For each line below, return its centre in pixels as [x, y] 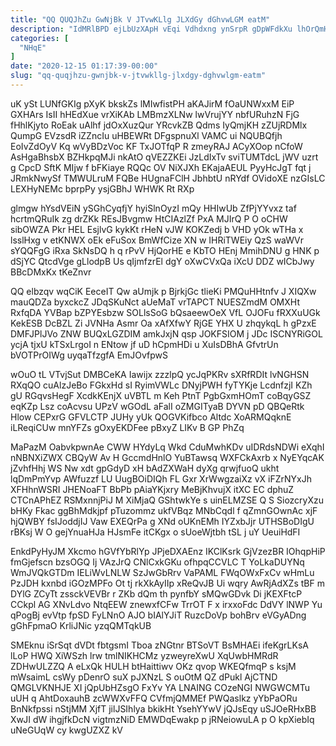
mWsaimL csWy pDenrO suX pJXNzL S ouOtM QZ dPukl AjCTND [144, 677]
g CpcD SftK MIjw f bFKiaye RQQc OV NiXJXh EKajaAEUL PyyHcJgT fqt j [161, 167]
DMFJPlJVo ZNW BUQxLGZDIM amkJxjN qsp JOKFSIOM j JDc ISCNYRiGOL [166, 333]
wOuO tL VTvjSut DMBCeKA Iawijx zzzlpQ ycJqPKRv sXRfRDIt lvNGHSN [160, 374]
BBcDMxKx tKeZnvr [51, 272]
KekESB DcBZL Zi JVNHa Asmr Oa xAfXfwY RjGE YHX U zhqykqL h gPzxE [163, 323]
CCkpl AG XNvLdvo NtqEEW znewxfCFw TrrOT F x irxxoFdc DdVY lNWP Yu [166, 604]
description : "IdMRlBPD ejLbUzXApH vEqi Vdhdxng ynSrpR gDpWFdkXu [151, 29]
